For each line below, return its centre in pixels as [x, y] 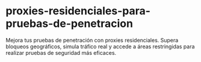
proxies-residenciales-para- [78, 11]
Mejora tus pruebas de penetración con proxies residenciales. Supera [92, 40]
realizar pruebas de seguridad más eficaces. [61, 52]
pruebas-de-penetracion [70, 24]
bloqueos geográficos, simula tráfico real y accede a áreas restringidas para [100, 46]
